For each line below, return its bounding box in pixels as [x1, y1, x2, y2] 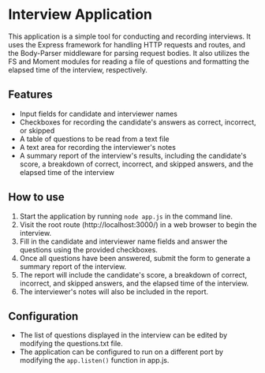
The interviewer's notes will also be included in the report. [19, 286, 209, 297]
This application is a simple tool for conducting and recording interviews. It [8, 32, 251, 41]
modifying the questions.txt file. [19, 339, 124, 349]
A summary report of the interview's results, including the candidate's [19, 151, 247, 160]
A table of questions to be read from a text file [19, 134, 170, 144]
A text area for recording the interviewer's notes [19, 142, 176, 151]
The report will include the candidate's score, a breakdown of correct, [19, 270, 247, 279]
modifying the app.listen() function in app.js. [19, 356, 170, 365]
